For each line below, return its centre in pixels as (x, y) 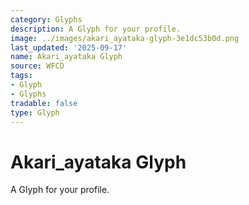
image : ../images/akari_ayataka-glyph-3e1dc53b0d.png (125, 38)
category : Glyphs (46, 19)
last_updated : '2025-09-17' (69, 47)
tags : (21, 76)
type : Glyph (35, 112)
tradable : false (44, 103)
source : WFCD (37, 66)
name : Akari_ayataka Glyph (66, 57)
